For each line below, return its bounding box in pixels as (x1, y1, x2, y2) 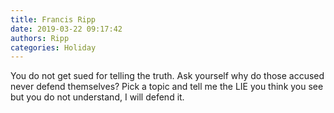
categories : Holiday (10, 42, 97, 53)
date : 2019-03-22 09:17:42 (10, 24, 123, 34)
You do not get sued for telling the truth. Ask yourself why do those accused (10, 70, 325, 82)
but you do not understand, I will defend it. (10, 91, 185, 103)
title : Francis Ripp (10, 14, 97, 25)
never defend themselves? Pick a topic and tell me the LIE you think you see (10, 81, 324, 93)
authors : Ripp (10, 33, 70, 43)
